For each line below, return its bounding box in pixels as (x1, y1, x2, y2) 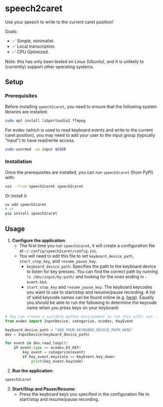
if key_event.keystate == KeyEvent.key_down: (22, 354, 116, 359)
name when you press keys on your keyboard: (26, 305, 119, 311)
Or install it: (5, 193, 28, 199)
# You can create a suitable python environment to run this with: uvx (5, 314, 153, 319)
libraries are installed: (5, 109, 48, 114)
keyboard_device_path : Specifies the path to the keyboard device (26, 263, 156, 269)
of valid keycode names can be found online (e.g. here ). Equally (26, 294, 154, 300)
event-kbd (26, 279, 47, 285)
